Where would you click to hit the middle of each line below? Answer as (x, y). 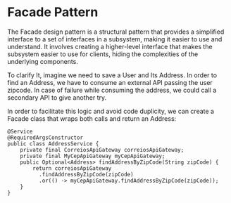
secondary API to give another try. (57, 97)
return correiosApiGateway (72, 168)
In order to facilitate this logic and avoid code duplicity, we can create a (111, 111)
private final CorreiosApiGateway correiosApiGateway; (102, 150)
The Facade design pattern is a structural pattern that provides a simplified (116, 32)
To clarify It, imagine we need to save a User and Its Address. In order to (112, 75)
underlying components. (43, 61)
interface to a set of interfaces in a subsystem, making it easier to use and (115, 39)
